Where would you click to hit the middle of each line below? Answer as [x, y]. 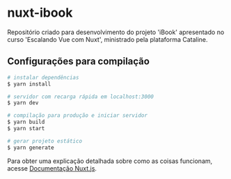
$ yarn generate [31, 148]
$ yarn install [29, 84]
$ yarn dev [23, 103]
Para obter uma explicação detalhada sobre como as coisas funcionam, [110, 161]
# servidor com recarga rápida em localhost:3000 [81, 96]
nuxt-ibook [40, 13]
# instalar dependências [43, 77]
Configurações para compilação [78, 62]
